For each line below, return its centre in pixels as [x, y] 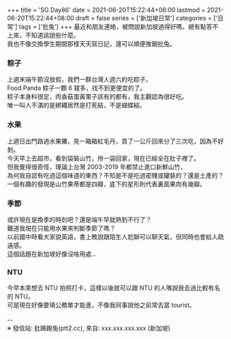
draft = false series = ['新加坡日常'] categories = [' [146, 18]
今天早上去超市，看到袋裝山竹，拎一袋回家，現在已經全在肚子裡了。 [103, 158]
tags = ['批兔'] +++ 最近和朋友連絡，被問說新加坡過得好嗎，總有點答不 [119, 26]
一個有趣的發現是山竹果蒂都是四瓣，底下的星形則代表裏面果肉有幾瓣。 [107, 184]
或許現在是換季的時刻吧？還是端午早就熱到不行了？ [79, 220]
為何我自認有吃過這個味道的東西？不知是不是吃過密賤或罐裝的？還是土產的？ [115, 175]
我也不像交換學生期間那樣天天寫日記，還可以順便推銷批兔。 [91, 44]
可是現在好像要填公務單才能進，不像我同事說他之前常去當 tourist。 [101, 305]
